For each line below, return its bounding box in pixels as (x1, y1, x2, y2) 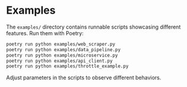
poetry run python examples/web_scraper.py (6, 41, 116, 47)
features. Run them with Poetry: (6, 29, 84, 36)
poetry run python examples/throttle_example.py (6, 63, 129, 69)
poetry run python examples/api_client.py (6, 58, 113, 64)
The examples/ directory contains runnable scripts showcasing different (6, 23, 181, 30)
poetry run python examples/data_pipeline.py (6, 46, 121, 52)
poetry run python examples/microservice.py (6, 52, 118, 58)
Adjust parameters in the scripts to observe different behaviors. (6, 74, 161, 81)
